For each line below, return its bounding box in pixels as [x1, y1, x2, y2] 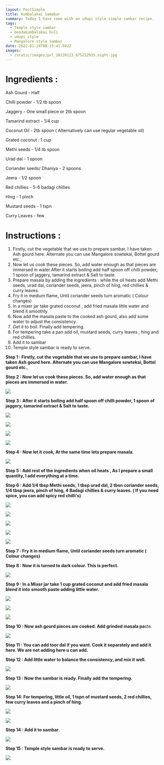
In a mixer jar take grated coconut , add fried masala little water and [12, 303, 149, 309]
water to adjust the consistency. [12, 319, 77, 325]
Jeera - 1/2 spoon [5, 175, 41, 181]
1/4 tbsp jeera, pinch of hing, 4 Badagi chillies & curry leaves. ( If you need [5, 488, 159, 493]
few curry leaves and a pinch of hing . [5, 699, 82, 705]
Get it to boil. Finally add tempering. [12, 324, 85, 330]
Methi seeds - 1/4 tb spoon [5, 147, 60, 152]
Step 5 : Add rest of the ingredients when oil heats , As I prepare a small [5, 467, 153, 474]
